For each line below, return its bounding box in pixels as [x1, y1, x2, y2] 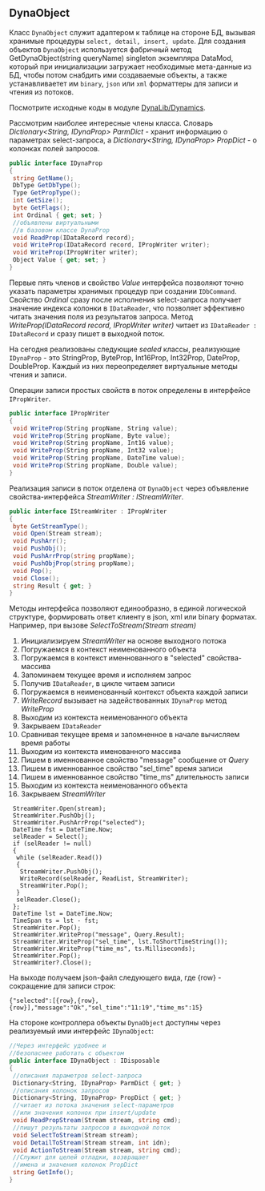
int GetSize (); [12, 196, 63, 205]
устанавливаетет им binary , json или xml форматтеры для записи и [9, 78, 239, 88]
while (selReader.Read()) [16, 854, 103, 862]
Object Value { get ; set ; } [12, 256, 106, 264]
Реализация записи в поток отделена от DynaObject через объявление [9, 483, 249, 493]
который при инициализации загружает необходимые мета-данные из [9, 62, 251, 71]
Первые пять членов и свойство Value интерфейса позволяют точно [9, 278, 244, 287]
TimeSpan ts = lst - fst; [12, 916, 99, 925]
